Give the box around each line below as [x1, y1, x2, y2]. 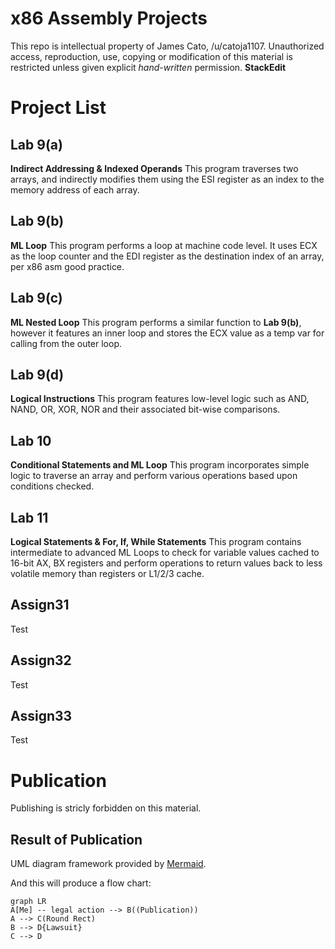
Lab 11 [10, 509, 49, 526]
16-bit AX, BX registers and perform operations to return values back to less [10, 557, 323, 569]
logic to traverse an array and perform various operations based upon [10, 470, 298, 482]
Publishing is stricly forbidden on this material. [10, 802, 202, 814]
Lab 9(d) [10, 366, 65, 383]
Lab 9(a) [10, 136, 63, 153]
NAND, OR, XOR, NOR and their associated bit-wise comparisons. [10, 403, 281, 416]
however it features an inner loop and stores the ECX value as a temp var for [10, 327, 325, 339]
